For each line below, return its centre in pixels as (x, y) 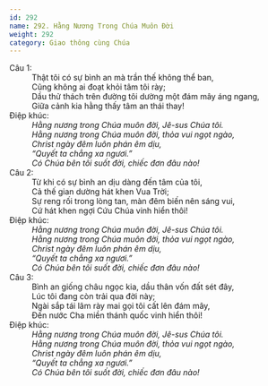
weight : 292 (31, 34)
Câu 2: (22, 173)
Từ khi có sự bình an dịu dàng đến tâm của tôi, (117, 182)
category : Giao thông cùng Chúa (69, 43)
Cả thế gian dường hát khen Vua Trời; (100, 192)
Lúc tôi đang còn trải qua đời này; (94, 296)
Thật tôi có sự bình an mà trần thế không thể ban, (123, 78)
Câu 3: (22, 278)
